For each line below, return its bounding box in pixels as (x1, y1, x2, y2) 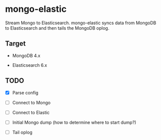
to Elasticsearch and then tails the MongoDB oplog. (5, 25, 110, 31)
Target (5, 40, 26, 48)
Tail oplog (12, 129, 33, 135)
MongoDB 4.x (12, 52, 40, 58)
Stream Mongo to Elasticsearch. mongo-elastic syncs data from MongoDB (5, 20, 157, 26)
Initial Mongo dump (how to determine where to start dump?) (12, 119, 137, 125)
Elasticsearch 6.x (12, 62, 47, 68)
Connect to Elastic (12, 109, 50, 115)
